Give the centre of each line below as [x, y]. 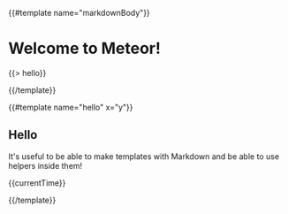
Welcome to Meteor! [84, 49]
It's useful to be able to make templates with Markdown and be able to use [144, 156]
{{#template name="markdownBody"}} [80, 13]
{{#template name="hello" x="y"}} [71, 107]
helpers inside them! [45, 165]
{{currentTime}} [37, 183]
